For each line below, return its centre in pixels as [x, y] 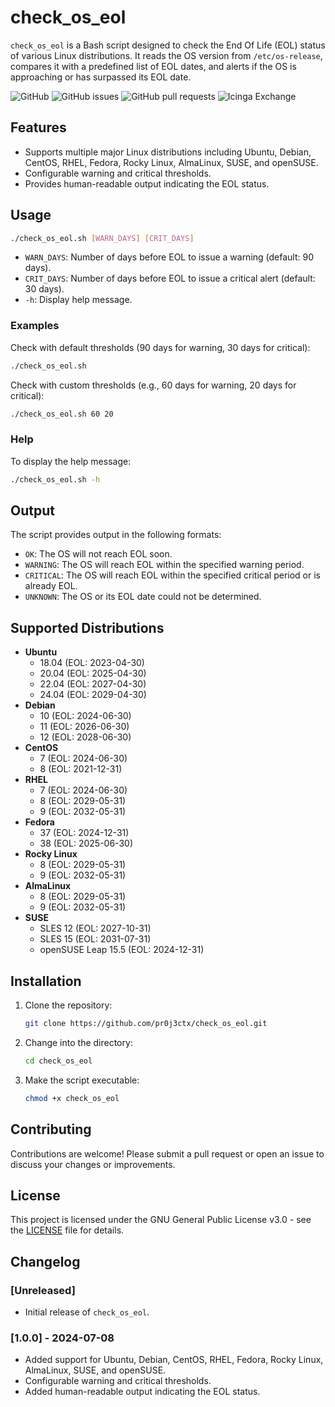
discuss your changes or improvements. [93, 1164]
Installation [46, 981]
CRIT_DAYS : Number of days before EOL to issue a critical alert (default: [170, 278]
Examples [35, 326]
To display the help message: [71, 461]
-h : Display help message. [78, 300]
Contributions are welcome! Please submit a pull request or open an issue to [167, 1153]
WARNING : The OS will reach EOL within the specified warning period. [164, 565]
